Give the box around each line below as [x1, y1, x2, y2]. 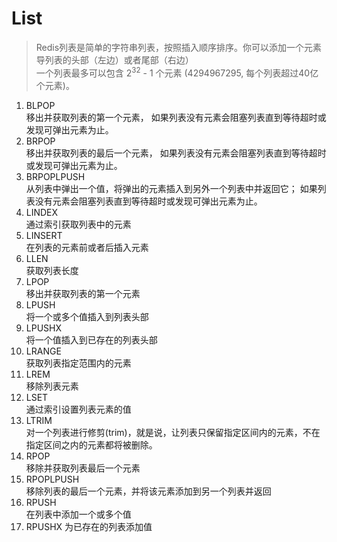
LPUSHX [25, 322, 63, 334]
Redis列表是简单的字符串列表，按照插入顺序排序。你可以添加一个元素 [35, 41, 323, 53]
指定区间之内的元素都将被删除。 [25, 438, 158, 451]
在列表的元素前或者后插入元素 [25, 241, 149, 253]
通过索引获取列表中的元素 [25, 218, 132, 230]
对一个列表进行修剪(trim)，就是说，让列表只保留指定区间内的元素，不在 [25, 426, 321, 438]
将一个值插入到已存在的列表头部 [25, 333, 158, 346]
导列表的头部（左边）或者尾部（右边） [35, 53, 194, 66]
